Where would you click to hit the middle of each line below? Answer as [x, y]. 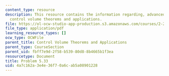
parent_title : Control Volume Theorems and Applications [66, 42]
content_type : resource [30, 10]
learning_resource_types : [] [36, 33]
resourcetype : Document [30, 56]
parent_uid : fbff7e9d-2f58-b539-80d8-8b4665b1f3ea [59, 51]
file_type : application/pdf [35, 28]
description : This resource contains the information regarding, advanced [85, 14]
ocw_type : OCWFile [24, 38]
